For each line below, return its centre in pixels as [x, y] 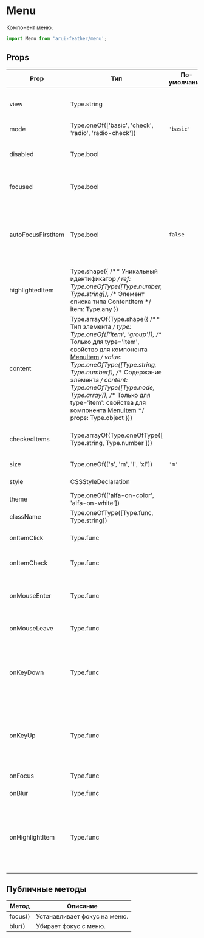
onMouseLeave [31, 628]
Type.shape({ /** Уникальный [114, 271]
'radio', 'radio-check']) [103, 133]
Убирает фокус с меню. [71, 926]
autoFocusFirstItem [37, 235]
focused [21, 187]
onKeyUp [22, 735]
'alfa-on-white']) [95, 503]
